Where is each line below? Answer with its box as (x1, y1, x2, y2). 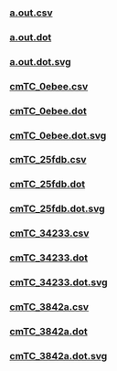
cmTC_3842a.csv (9, 300, 90, 313)
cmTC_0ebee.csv (9, 79, 89, 92)
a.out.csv (9, 6, 53, 19)
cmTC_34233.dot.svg (9, 276, 108, 289)
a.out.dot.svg (9, 55, 71, 68)
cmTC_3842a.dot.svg (9, 349, 108, 362)
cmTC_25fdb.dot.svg (9, 203, 105, 216)
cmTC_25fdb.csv (9, 154, 87, 166)
